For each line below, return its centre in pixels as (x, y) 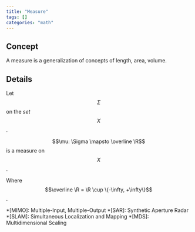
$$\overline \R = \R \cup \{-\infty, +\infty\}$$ (99, 190)
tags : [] (17, 17)
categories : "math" (30, 22)
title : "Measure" (27, 11)
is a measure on (26, 150)
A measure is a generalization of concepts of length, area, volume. (87, 61)
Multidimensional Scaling (36, 223)
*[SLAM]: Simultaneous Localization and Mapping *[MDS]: (78, 216)
